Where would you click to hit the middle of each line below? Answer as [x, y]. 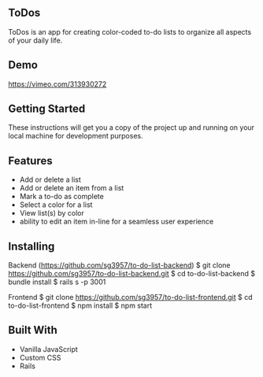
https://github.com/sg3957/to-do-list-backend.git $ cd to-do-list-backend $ [132, 274]
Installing [31, 246]
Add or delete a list [50, 179]
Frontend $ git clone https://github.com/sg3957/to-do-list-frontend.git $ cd [130, 298]
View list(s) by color [52, 213]
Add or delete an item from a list [72, 188]
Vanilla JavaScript [49, 349]
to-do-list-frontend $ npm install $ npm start [80, 305]
